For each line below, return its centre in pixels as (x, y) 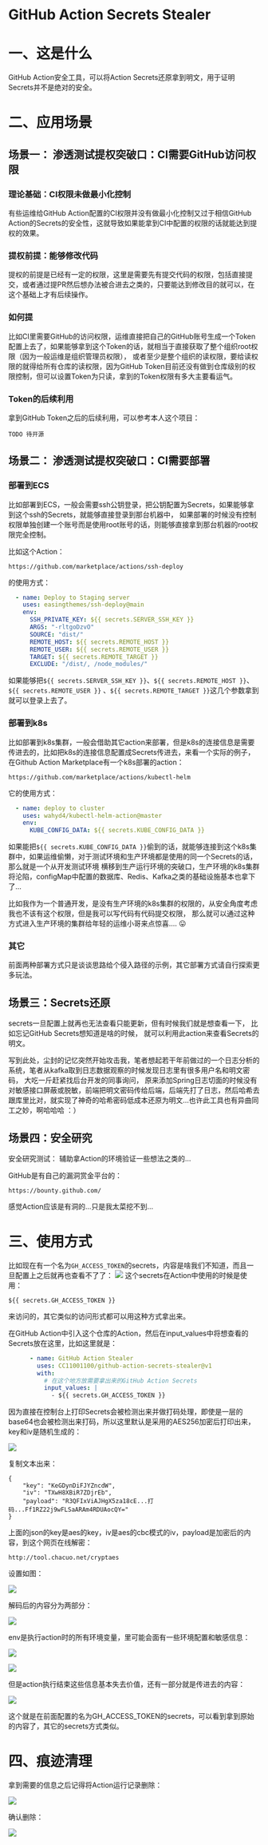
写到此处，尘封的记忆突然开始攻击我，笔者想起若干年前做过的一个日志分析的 (134, 1061)
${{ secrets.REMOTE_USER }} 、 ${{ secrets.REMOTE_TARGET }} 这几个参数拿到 (134, 690)
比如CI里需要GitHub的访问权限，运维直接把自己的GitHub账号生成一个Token (132, 336)
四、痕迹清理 (51, 1762)
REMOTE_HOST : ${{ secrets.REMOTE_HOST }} (99, 642)
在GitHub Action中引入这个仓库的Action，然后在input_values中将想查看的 (128, 1333)
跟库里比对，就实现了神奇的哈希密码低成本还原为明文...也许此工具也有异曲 (130, 1101)
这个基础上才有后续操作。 (50, 295)
